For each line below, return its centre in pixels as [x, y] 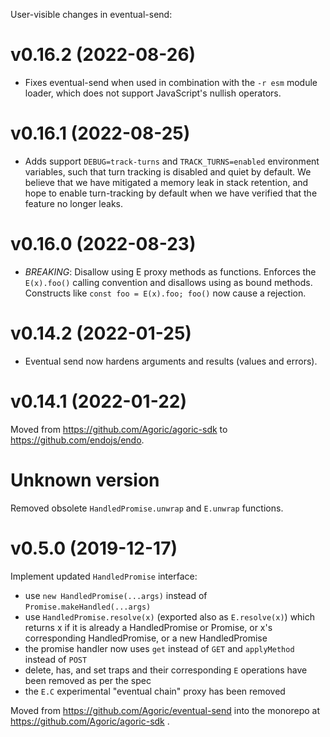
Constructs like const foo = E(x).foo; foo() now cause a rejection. [165, 293]
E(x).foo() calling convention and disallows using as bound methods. [168, 282]
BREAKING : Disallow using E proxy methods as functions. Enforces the [170, 271]
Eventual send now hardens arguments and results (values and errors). [171, 361]
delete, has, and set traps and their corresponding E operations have [166, 670]
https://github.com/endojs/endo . [77, 440]
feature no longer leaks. [73, 203]
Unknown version [85, 480]
